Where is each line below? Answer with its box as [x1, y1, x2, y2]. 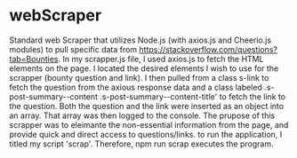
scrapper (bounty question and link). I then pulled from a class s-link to [9, 72, 269, 83]
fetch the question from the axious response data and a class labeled [9, 82, 262, 92]
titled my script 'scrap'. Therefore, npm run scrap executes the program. [9, 138, 274, 149]
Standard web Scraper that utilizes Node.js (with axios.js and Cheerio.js [9, 35, 272, 45]
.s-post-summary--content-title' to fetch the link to [99, 91, 286, 102]
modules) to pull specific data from [9, 43, 138, 54]
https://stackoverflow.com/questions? [139, 43, 278, 54]
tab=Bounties [9, 53, 59, 64]
